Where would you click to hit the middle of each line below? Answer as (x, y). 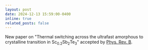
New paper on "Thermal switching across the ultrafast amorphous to (74, 37)
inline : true (18, 18)
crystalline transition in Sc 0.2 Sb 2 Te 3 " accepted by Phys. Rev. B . (69, 43)
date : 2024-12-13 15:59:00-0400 (38, 14)
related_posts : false (27, 23)
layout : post (18, 9)
